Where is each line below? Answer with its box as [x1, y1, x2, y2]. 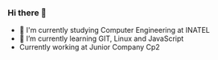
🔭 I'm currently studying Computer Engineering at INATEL [19, 26, 211, 35]
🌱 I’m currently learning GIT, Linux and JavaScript [19, 34, 184, 43]
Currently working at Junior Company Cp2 [19, 42, 160, 52]
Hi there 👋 [7, 7, 47, 18]
